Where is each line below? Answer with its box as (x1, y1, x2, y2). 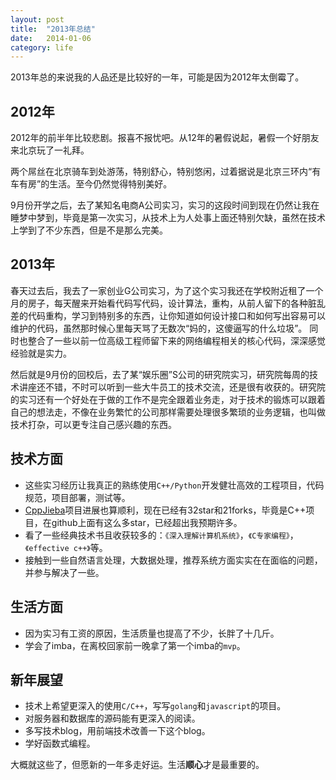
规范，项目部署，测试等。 (24, 491, 131, 503)
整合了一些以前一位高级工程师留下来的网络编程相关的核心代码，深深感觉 (27, 334, 326, 346)
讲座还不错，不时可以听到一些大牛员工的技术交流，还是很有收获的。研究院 (18, 381, 326, 393)
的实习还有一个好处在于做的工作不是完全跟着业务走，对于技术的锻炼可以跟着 (10, 393, 326, 405)
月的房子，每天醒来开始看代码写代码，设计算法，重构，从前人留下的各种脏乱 (10, 297, 326, 309)
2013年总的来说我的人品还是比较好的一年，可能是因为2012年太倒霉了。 (10, 71, 305, 83)
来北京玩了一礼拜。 (10, 144, 90, 156)
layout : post (10, 14, 65, 25)
